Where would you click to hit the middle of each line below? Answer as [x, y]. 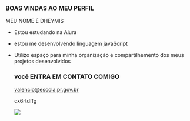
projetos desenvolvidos [42, 61]
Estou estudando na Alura [45, 32]
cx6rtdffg [25, 100]
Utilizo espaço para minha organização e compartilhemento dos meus [99, 55]
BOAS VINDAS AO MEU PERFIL [50, 8]
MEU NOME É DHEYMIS [35, 21]
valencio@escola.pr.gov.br [46, 89]
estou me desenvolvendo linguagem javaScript [71, 44]
